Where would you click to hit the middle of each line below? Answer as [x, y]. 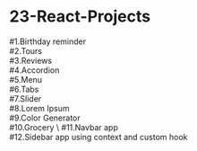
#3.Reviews [30, 60]
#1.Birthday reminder [48, 41]
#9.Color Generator [45, 118]
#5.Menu [26, 79]
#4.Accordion [34, 70]
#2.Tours [26, 50]
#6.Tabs [24, 89]
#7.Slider [26, 98]
